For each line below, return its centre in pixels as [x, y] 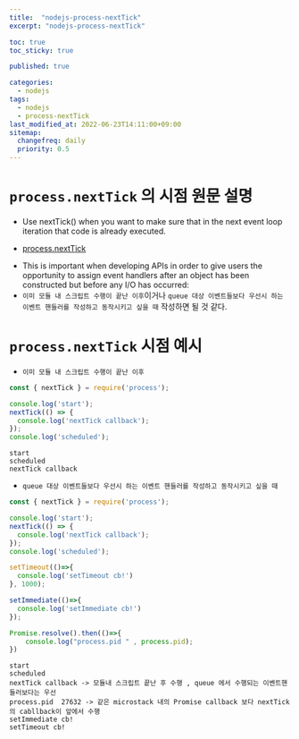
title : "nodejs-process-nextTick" [75, 17]
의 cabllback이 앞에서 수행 [55, 712]
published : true [39, 67]
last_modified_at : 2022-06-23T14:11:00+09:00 [95, 124]
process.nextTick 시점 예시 [106, 346]
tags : [19, 99]
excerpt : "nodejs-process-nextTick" [77, 26]
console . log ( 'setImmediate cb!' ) [79, 608]
